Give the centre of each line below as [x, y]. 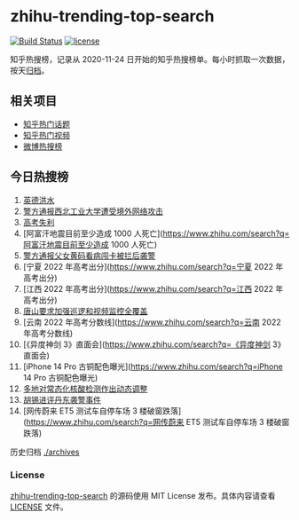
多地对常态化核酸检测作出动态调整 [85, 389]
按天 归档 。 [30, 70]
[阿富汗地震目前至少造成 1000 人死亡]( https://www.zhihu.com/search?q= [156, 233]
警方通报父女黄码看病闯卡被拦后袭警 [89, 256]
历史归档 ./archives [45, 452]
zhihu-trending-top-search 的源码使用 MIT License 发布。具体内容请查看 [143, 495]
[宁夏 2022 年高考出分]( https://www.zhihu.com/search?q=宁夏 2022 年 [153, 266]
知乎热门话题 [46, 124]
